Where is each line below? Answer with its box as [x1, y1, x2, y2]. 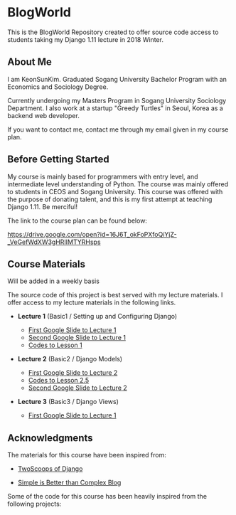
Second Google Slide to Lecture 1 [28, 334, 127, 342]
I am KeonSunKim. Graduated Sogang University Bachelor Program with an [7, 75, 227, 83]
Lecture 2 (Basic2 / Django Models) [17, 355, 123, 363]
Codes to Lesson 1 [28, 341, 83, 349]
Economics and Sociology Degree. [7, 83, 109, 91]
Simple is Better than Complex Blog [17, 478, 122, 487]
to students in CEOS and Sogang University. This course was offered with [7, 187, 223, 196]
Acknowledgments [7, 432, 94, 444]
